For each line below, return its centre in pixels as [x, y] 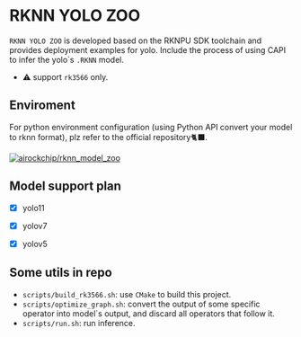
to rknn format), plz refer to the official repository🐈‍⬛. [109, 137]
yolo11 [33, 208]
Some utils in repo [61, 273]
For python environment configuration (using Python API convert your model [151, 127]
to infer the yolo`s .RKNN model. [66, 59]
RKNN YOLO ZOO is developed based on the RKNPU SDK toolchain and [136, 40]
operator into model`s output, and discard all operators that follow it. [149, 313]
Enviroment [43, 106]
